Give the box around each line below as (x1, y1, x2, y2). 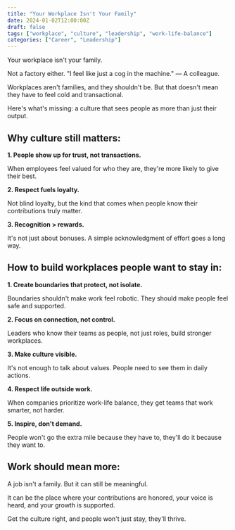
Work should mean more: (7, 461, 121, 473)
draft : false (7, 23, 46, 30)
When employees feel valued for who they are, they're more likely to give (7, 164, 220, 172)
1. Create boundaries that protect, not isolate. (7, 280, 143, 289)
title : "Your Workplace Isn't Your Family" (7, 10, 137, 18)
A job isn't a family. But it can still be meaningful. (7, 479, 148, 488)
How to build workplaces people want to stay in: (7, 262, 222, 274)
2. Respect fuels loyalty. (7, 185, 80, 194)
